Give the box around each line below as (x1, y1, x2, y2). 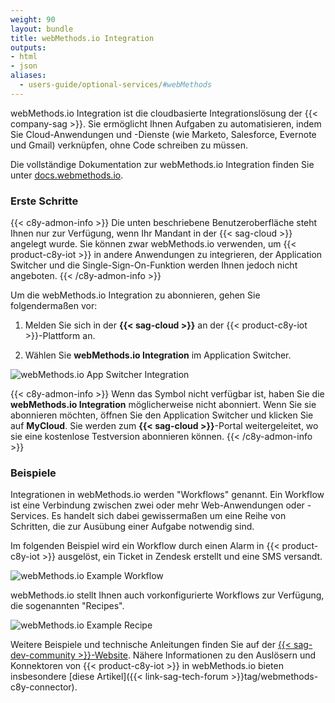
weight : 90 (10, 14, 56, 25)
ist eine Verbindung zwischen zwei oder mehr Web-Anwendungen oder (10, 499, 305, 511)
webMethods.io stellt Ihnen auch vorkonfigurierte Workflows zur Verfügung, (10, 589, 325, 601)
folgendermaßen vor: (10, 300, 98, 312)
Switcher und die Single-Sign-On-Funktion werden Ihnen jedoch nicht (10, 259, 298, 271)
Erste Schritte (10, 194, 79, 208)
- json (10, 61, 38, 71)
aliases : (10, 71, 47, 81)
